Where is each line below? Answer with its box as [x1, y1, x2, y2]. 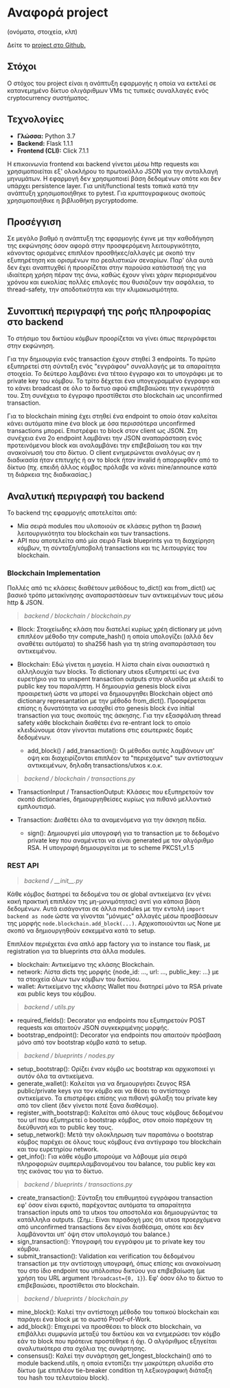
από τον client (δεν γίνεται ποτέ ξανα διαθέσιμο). [16, 1101, 159, 1109]
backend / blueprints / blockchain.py [23, 1294, 128, 1303]
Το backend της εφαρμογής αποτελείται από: [7, 508, 137, 517]
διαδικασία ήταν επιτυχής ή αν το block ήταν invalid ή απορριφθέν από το [7, 456, 218, 464]
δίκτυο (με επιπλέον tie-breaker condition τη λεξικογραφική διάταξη [16, 1366, 213, 1374]
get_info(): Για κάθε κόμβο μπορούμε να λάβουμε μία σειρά [16, 1152, 187, 1161]
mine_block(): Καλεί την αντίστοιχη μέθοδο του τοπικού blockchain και [16, 1308, 220, 1316]
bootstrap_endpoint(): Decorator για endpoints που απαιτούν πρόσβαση [16, 1031, 222, 1039]
